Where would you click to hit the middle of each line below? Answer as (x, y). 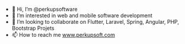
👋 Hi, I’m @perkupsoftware (45, 9)
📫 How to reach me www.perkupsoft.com (63, 35)
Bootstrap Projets (33, 28)
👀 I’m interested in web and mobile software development (82, 15)
